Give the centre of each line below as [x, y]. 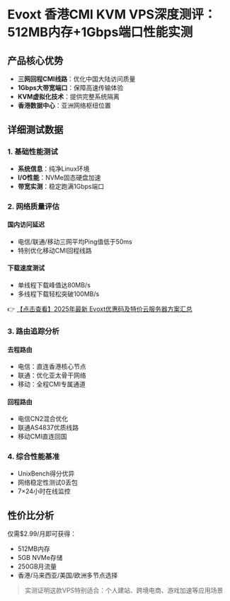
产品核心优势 [35, 61]
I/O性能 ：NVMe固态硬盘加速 [59, 177]
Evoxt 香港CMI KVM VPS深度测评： [112, 15]
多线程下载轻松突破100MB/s [58, 294]
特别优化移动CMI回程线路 [54, 250]
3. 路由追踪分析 [34, 331]
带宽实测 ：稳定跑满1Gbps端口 [61, 186]
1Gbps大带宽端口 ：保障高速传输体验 [70, 88]
